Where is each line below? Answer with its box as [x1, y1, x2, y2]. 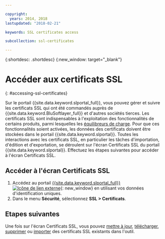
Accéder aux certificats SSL [5, 74, 123, 85]
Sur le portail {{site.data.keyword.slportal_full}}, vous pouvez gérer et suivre [5, 100, 161, 106]
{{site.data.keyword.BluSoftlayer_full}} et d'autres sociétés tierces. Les [5, 110, 150, 116]
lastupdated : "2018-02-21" [5, 21, 61, 26]
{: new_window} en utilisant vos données [60, 185, 144, 191]
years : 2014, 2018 [9, 16, 48, 21]
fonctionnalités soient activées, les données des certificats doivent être [5, 126, 151, 132]
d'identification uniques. [12, 190, 62, 196]
